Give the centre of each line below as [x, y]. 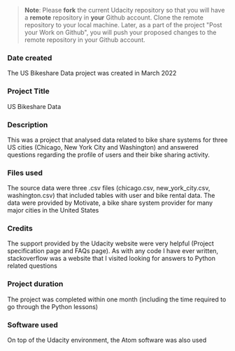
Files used [25, 173]
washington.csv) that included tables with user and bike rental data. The [111, 196]
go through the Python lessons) [53, 306]
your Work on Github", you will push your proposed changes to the [120, 32]
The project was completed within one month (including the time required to [117, 299]
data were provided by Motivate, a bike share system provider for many [110, 203]
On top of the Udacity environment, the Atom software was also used [107, 340]
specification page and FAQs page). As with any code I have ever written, [113, 251]
